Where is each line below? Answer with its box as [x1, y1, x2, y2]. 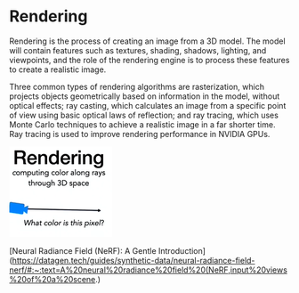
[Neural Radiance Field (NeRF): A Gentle [9, 245, 158, 256]
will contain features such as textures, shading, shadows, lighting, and [9, 45, 267, 55]
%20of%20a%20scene [9, 273, 96, 284]
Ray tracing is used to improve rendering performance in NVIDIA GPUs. [9, 128, 271, 139]
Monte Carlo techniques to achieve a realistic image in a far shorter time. [9, 118, 276, 130]
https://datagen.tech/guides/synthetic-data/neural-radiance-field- [12, 255, 255, 265]
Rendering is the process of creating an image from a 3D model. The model [9, 36, 287, 46]
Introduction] [158, 245, 206, 256]
